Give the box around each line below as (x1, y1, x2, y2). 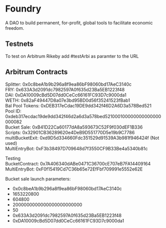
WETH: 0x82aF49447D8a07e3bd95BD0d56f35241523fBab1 (5, 97, 130, 103)
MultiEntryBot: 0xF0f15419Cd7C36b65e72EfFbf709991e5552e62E (5, 166, 143, 172)
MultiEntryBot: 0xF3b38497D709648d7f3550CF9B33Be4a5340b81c (5, 145, 148, 151)
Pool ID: (5, 108, 22, 114)
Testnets (5, 40, 34, 48)
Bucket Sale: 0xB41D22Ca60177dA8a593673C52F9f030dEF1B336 (5, 124, 143, 130)
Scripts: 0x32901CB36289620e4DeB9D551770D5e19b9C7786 (5, 129, 135, 135)
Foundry (5, 3, 42, 15)
